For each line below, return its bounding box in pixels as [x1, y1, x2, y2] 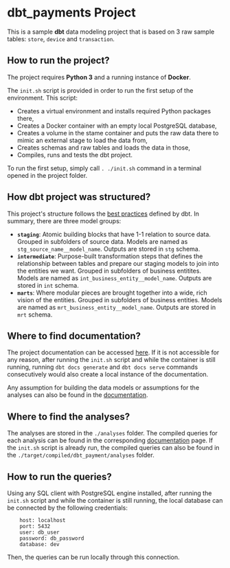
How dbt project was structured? [7, 191, 151, 203]
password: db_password [19, 535, 84, 542]
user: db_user [19, 529, 60, 536]
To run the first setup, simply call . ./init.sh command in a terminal [7, 163, 202, 172]
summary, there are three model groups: [7, 216, 122, 225]
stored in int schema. [16, 281, 79, 289]
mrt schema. [16, 310, 53, 319]
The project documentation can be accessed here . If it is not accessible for [7, 348, 220, 356]
